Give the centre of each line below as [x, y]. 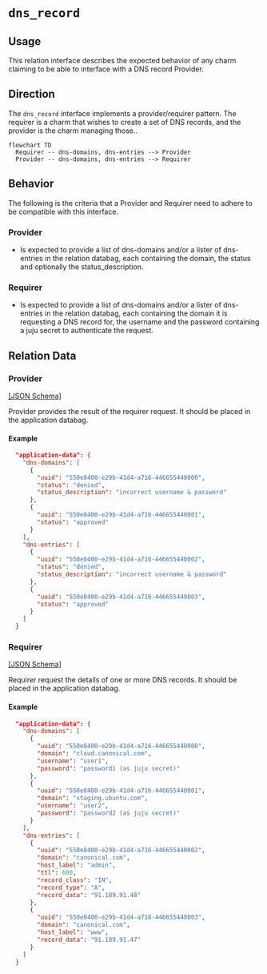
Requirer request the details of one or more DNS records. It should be [123, 680]
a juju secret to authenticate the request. [87, 331]
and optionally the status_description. [82, 267]
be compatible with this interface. [63, 211]
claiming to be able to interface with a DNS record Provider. [106, 69]
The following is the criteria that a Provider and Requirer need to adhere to [131, 203]
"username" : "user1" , [73, 761]
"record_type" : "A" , [71, 887]
